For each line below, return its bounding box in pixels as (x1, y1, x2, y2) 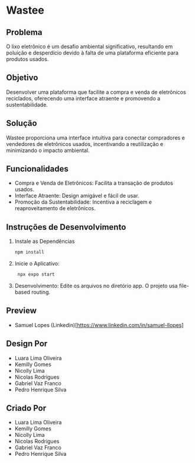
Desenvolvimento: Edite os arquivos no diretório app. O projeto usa (14, 283, 178, 289)
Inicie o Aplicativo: (14, 260, 60, 267)
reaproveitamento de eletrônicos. (14, 205, 96, 212)
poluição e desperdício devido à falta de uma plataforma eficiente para (6, 49, 179, 56)
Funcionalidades (6, 164, 69, 174)
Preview (6, 306, 37, 316)
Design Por (6, 339, 48, 349)
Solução (6, 118, 37, 128)
